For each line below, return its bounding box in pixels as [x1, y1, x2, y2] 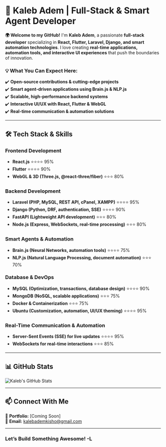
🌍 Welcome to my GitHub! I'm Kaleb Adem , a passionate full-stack [5, 32, 145, 38]
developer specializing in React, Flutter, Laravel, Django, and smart [5, 39, 145, 45]
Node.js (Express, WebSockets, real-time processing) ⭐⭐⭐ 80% [12, 221, 147, 227]
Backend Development [5, 188, 61, 195]
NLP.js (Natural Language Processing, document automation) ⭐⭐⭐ [12, 254, 152, 260]
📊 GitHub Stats [5, 362, 53, 370]
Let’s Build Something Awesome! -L [5, 435, 92, 442]
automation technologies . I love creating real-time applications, [5, 44, 138, 50]
